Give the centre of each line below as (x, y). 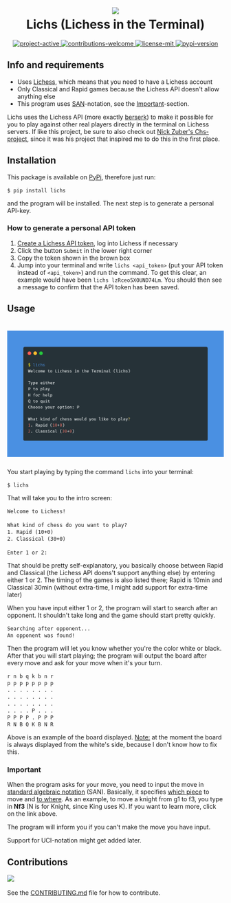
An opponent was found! (41, 636)
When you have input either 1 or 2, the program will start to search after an (112, 608)
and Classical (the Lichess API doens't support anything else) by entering (111, 573)
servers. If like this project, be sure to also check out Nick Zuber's (100, 131)
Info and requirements (56, 65)
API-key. (19, 210)
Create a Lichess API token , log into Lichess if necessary (98, 243)
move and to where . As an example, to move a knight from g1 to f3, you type (115, 799)
